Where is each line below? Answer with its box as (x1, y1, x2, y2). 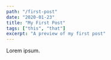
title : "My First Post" (6, 20, 66, 26)
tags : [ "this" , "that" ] (6, 25, 66, 31)
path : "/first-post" (6, 8, 58, 15)
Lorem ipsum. (6, 47, 40, 54)
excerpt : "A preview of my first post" (6, 31, 106, 37)
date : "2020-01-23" (6, 14, 55, 20)
